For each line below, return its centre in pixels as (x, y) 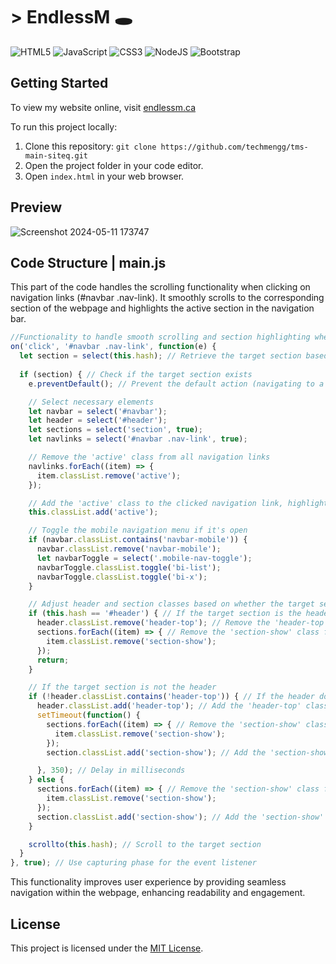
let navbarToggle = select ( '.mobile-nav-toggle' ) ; (144, 558)
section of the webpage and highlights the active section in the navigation (162, 308)
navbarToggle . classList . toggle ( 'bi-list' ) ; (129, 567)
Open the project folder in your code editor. (114, 165)
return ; (53, 660)
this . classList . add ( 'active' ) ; (93, 512)
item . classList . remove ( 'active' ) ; (109, 475)
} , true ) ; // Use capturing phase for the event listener (133, 863)
